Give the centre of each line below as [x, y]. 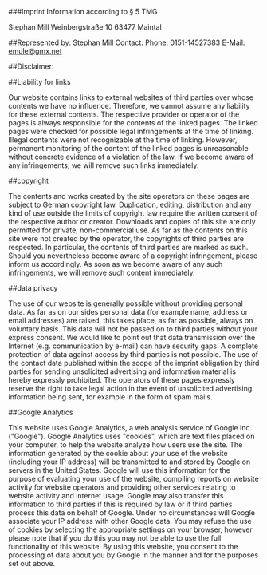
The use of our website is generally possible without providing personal [126, 303]
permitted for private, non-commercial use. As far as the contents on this [128, 230]
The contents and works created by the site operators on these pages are [129, 196]
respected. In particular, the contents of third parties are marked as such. [128, 247]
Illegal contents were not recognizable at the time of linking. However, [123, 140]
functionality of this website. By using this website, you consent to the [123, 547]
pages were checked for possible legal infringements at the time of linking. [131, 131]
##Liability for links [39, 82]
